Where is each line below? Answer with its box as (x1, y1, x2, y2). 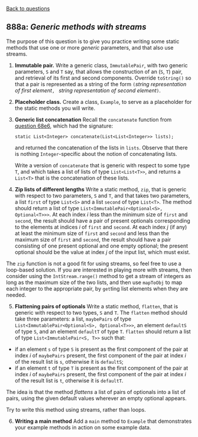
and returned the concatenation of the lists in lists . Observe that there (14, 144, 188, 151)
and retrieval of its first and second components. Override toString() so (14, 74, 191, 81)
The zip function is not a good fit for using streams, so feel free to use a (6, 260, 181, 267)
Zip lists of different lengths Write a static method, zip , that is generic (14, 185, 187, 193)
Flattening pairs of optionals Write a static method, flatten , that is (14, 302, 178, 309)
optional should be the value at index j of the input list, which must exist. (14, 248, 191, 256)
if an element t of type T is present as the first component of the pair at (14, 364, 189, 371)
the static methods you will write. (14, 105, 96, 112)
